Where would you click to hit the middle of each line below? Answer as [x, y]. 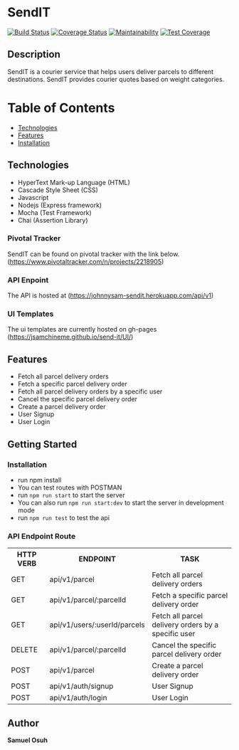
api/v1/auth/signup [81, 686]
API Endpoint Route [42, 536]
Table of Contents [61, 108]
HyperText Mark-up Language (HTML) [74, 182]
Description [34, 54]
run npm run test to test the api [64, 517]
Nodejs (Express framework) [60, 205]
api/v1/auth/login [78, 698]
